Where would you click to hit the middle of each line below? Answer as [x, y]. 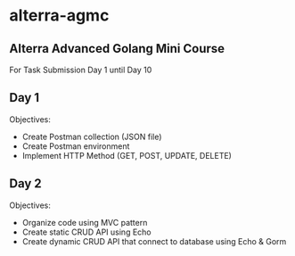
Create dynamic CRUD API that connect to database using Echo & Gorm [154, 241]
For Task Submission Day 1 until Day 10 [81, 70]
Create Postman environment [76, 146]
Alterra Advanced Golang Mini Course [117, 49]
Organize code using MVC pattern [85, 222]
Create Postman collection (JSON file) [92, 136]
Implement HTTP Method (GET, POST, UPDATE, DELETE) [127, 155]
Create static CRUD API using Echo [86, 232]
